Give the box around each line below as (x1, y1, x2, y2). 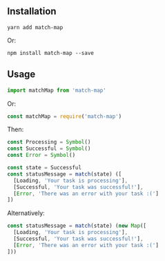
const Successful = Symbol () (7, 145, 91, 152)
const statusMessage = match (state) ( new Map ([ (7, 222, 147, 230)
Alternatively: (7, 209, 45, 217)
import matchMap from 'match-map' (7, 87, 107, 94)
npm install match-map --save (7, 49, 95, 56)
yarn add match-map (7, 24, 64, 31)
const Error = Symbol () (7, 152, 76, 159)
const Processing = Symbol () (7, 139, 91, 146)
